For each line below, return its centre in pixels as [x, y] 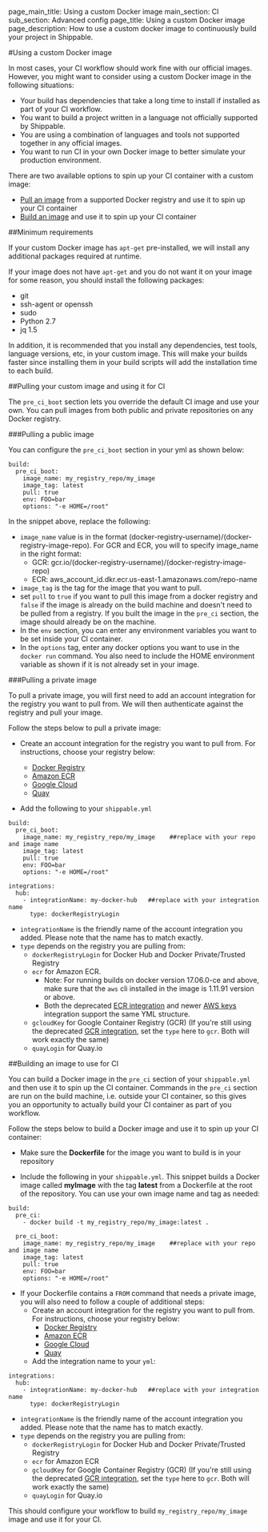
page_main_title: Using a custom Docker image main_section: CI [114, 12]
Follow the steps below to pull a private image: [85, 728]
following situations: [41, 85]
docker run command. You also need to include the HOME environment [137, 656]
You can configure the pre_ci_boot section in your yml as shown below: [126, 450]
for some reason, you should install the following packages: [106, 280]
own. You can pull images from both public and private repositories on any [131, 410]
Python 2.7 [38, 321]
